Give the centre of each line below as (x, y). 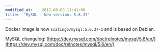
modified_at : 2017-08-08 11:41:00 (45, 10)
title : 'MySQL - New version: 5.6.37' (48, 15)
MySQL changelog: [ (27, 39)
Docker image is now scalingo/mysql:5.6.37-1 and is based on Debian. (80, 29)
